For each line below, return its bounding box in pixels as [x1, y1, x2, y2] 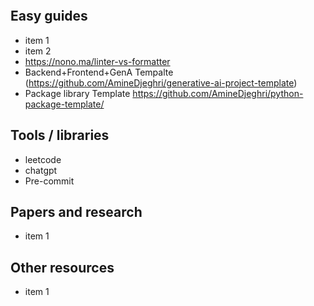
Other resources [10, 259, 115, 276]
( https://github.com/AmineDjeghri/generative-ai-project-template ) [24, 76, 298, 89]
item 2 [24, 45, 52, 57]
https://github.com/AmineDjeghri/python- [132, 87, 304, 99]
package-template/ [24, 98, 105, 110]
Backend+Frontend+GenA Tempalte [24, 66, 174, 78]
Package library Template [24, 87, 131, 99]
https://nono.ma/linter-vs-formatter [24, 55, 171, 67]
